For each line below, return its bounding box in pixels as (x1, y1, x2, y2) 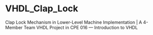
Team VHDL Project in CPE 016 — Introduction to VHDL (24, 24, 138, 30)
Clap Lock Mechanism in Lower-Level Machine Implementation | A (5, 19, 142, 25)
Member (5, 24, 23, 30)
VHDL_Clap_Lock (5, 3, 79, 14)
